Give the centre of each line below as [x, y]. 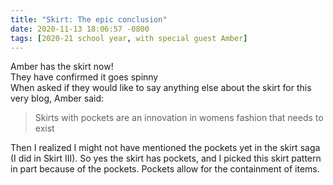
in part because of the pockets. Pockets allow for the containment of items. [165, 169]
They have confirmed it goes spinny [84, 77]
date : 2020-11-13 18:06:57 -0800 [80, 29]
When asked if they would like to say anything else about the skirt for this [161, 88]
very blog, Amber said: [57, 98]
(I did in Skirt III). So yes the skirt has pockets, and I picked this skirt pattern [166, 158]
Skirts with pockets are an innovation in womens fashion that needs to [179, 118]
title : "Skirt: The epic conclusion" [89, 19]
